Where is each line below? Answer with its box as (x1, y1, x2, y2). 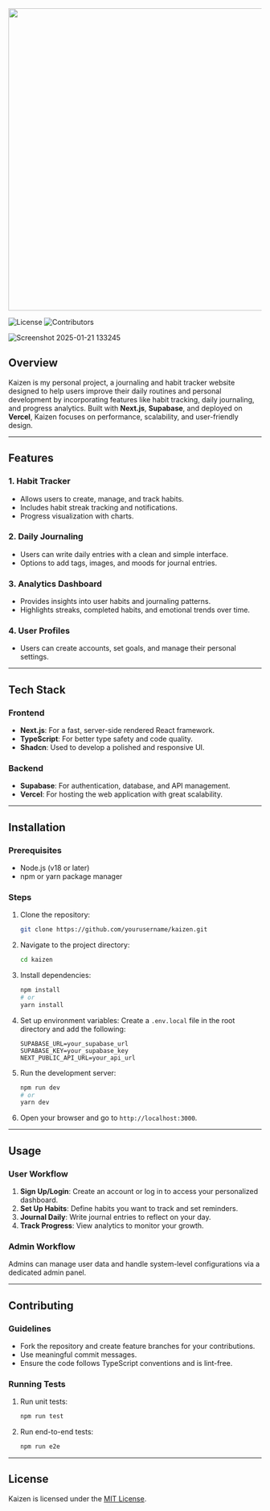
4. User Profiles (8, 625, 71, 636)
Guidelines (8, 1322, 51, 1334)
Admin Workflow (8, 1241, 76, 1252)
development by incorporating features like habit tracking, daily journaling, (8, 394, 255, 404)
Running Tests (8, 1378, 66, 1389)
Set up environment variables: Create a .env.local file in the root (19, 1015, 235, 1025)
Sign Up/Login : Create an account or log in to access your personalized (19, 1187, 259, 1197)
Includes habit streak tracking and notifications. (19, 502, 178, 512)
